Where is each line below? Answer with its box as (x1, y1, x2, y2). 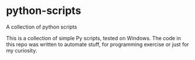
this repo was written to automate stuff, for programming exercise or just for (6, 41, 189, 48)
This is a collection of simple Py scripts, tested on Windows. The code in (6, 34, 182, 41)
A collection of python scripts (6, 23, 77, 30)
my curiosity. (6, 47, 37, 54)
